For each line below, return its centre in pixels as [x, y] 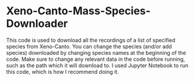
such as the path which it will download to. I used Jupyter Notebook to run [97, 65]
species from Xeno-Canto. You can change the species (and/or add [89, 46]
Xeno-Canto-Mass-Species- [78, 11]
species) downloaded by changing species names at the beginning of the [96, 52]
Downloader [37, 24]
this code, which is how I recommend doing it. [62, 71]
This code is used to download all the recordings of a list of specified [91, 40]
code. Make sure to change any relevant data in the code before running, [96, 59]
